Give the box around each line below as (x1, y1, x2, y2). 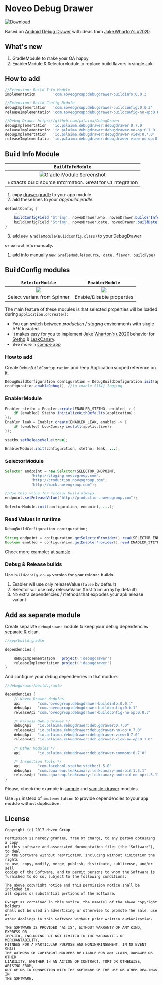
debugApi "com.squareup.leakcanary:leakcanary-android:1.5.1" (14, 768, 147, 773)
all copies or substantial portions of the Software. (5, 891, 116, 896)
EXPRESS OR (5, 929, 27, 934)
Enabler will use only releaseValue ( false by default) (12, 581, 117, 587)
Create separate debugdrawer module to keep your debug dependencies (5, 624, 148, 630)
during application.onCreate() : (5, 312, 68, 317)
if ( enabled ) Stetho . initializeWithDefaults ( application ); (14, 410, 136, 415)
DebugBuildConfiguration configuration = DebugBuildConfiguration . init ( (5, 379, 155, 384)
